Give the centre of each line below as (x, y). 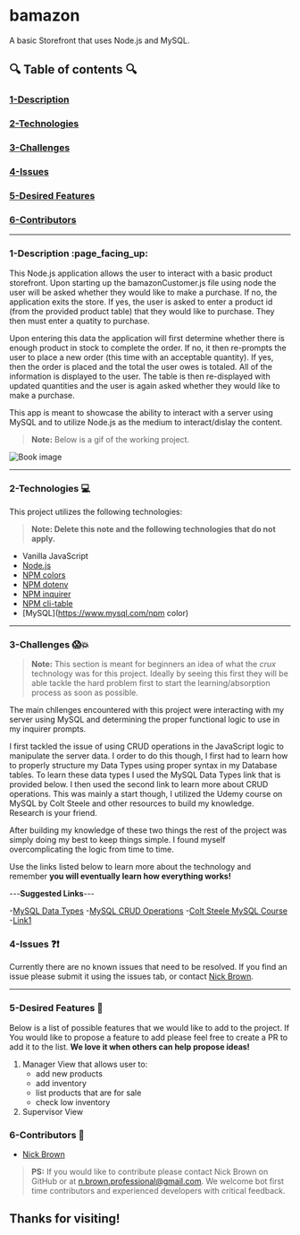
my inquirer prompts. (48, 729)
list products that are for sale (88, 1093)
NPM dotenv (45, 584)
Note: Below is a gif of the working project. (110, 439)
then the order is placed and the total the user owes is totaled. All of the (141, 366)
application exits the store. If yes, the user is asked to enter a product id (141, 302)
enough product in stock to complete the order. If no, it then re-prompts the (148, 347)
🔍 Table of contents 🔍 (73, 69)
